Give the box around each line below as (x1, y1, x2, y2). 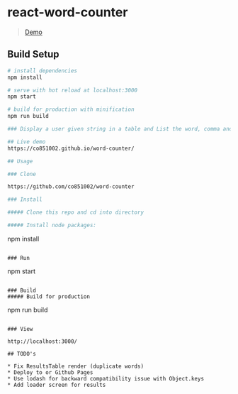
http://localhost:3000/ (7, 338, 78, 345)
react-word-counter (7, 4, 128, 21)
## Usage (7, 158, 33, 165)
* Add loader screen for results (7, 381, 106, 388)
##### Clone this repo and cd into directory (7, 209, 144, 217)
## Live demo (7, 138, 46, 146)
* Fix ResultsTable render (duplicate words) (7, 363, 144, 370)
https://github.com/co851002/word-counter (7, 183, 135, 190)
